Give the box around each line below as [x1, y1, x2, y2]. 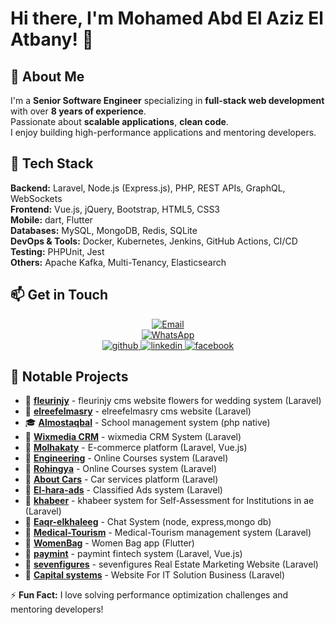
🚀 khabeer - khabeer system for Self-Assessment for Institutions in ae [24, 495, 315, 507]
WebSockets [10, 192, 63, 204]
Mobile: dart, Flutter [10, 213, 93, 226]
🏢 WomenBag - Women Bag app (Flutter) [24, 537, 195, 549]
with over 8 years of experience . [10, 105, 147, 117]
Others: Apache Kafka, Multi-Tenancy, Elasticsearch [10, 256, 227, 268]
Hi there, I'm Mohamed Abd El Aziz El [10, 7, 324, 30]
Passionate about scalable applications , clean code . [10, 116, 229, 127]
